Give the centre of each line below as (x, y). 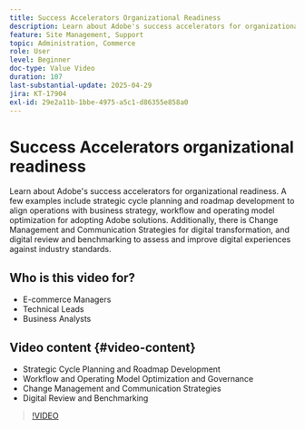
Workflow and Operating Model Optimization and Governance (138, 378)
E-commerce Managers (67, 299)
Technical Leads (53, 309)
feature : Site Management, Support (77, 34)
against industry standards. (60, 249)
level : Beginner (40, 60)
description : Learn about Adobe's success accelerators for (126, 26)
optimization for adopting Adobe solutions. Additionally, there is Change (144, 220)
